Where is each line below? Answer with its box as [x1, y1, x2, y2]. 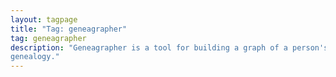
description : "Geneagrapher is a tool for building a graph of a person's [10, 42, 329, 53]
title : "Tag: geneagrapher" [10, 24, 128, 34]
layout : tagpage [10, 14, 78, 25]
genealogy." [10, 52, 60, 62]
